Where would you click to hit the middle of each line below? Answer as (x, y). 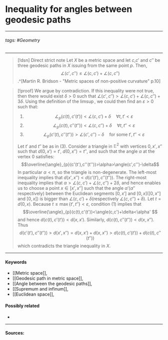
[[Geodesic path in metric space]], (48, 279)
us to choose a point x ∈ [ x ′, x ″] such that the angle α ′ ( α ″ (76, 188)
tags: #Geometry (23, 40)
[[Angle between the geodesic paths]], (52, 284)
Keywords (16, 262)
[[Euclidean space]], (33, 294)
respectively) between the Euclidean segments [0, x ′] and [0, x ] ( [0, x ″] (89, 194)
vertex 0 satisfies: (36, 157)
